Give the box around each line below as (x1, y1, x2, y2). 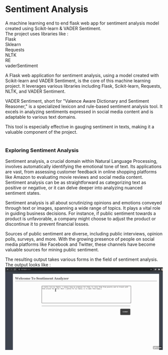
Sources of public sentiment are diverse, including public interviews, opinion (5, 231, 163, 237)
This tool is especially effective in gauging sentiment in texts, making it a (5, 124, 154, 130)
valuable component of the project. (5, 129, 77, 135)
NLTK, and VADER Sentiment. (5, 88, 66, 94)
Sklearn (5, 41, 21, 47)
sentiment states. (5, 190, 41, 196)
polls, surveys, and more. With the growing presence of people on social (5, 236, 155, 242)
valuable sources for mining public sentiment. (5, 247, 99, 253)
